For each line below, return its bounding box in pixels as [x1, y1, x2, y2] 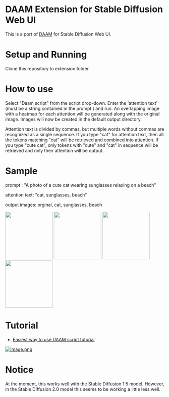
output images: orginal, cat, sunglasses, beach [5, 202, 102, 208]
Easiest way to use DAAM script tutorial [12, 336, 95, 342]
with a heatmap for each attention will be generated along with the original [5, 110, 160, 117]
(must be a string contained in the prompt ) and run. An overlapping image [5, 105, 160, 111]
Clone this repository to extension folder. [5, 65, 90, 71]
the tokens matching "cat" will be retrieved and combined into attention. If [5, 137, 159, 143]
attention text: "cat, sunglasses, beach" [5, 191, 87, 198]
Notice [5, 364, 34, 375]
